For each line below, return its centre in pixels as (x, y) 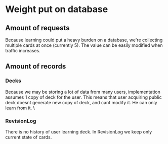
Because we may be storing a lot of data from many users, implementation (83, 92)
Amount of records (36, 66)
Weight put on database (57, 9)
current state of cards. (29, 137)
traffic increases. (23, 51)
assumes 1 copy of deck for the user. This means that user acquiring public (83, 97)
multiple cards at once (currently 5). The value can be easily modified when (84, 45)
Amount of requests (37, 28)
